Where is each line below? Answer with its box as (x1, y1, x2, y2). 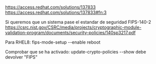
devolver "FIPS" (5, 54, 38, 60)
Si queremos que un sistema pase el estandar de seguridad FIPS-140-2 (5, 19, 152, 25)
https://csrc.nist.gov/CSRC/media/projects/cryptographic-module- (5, 24, 142, 30)
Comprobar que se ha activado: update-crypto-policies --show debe (5, 49, 147, 55)
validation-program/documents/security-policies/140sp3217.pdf (5, 30, 136, 35)
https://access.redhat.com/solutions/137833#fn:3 (5, 9, 107, 15)
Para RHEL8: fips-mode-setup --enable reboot (5, 39, 101, 45)
